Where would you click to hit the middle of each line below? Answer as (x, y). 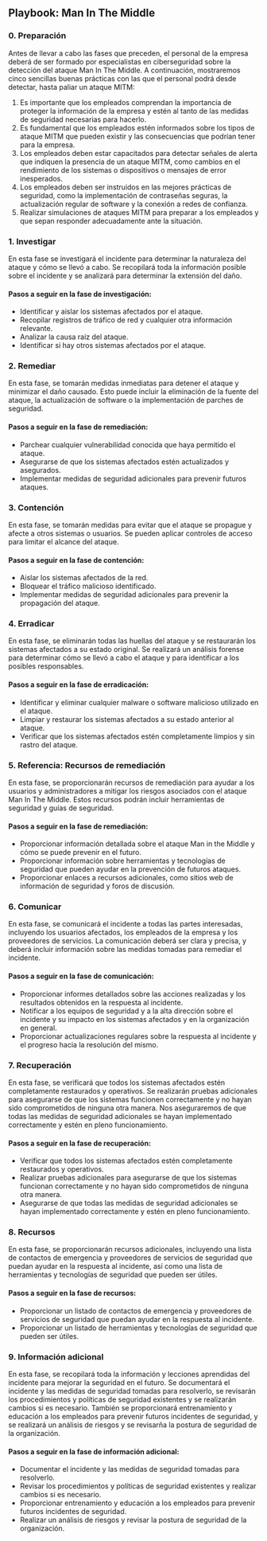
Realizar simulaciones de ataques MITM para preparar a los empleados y (139, 212)
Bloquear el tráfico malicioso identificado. (88, 586)
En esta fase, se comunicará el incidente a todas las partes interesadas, (126, 924)
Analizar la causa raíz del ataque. (74, 337)
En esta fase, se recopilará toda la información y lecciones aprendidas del (129, 1374)
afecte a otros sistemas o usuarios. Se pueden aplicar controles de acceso (130, 533)
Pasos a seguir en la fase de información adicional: (94, 1451)
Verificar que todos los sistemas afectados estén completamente (126, 1161)
